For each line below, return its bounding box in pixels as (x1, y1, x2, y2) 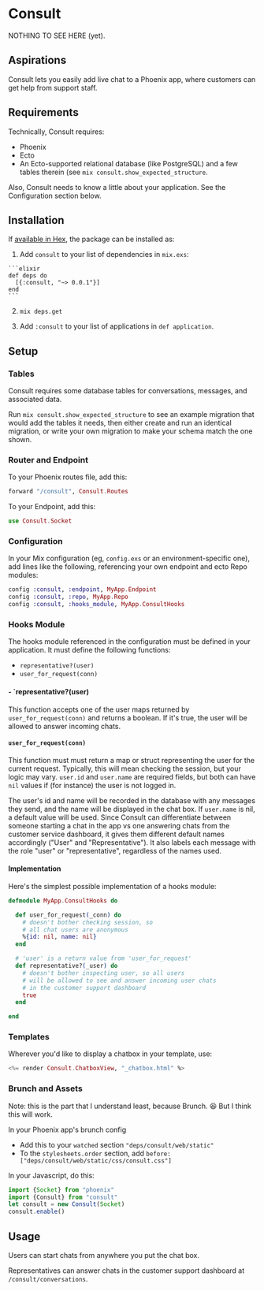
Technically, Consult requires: (8, 127, 105, 136)
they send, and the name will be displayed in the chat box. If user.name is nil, (8, 804, 256, 813)
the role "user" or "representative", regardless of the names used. (8, 846, 222, 855)
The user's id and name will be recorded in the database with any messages (8, 795, 256, 805)
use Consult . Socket (8, 517, 73, 525)
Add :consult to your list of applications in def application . (19, 322, 214, 331)
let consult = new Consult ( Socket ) (8, 1200, 125, 1208)
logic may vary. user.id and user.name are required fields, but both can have (8, 772, 256, 781)
